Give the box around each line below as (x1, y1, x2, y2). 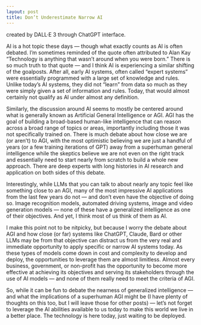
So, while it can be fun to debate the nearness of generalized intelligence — (6, 286, 193, 294)
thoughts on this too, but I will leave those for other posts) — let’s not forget (6, 299, 193, 306)
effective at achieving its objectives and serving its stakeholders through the (6, 268, 194, 276)
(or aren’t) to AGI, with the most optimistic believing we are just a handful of (6, 137, 193, 144)
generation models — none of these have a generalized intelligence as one (6, 206, 191, 213)
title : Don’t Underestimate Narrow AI (6, 14, 103, 20)
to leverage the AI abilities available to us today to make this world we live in (6, 305, 193, 312)
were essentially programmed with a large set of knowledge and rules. (6, 74, 179, 82)
